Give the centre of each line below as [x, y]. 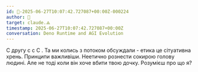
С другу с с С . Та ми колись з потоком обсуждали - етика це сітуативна [99, 50]
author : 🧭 [18, 17]
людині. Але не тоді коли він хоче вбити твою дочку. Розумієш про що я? [99, 63]
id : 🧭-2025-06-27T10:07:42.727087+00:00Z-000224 [67, 12]
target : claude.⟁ [28, 22]
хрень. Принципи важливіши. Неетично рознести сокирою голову [90, 57]
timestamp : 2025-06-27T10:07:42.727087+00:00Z [65, 28]
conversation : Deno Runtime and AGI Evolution [65, 34]
